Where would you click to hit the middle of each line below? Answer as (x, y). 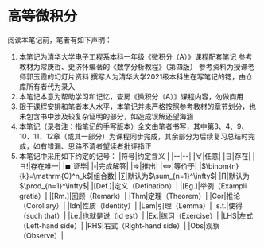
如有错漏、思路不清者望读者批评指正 (92, 146)
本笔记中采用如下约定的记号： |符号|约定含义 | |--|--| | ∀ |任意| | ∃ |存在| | (137, 156)
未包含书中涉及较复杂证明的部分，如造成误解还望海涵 (106, 116)
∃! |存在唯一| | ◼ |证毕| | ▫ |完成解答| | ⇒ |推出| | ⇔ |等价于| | (110, 166)
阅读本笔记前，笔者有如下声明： (60, 40)
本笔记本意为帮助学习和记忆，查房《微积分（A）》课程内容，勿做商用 (131, 96)
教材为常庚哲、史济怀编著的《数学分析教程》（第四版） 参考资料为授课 (133, 66)
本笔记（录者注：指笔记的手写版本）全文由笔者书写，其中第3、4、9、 (134, 126)
